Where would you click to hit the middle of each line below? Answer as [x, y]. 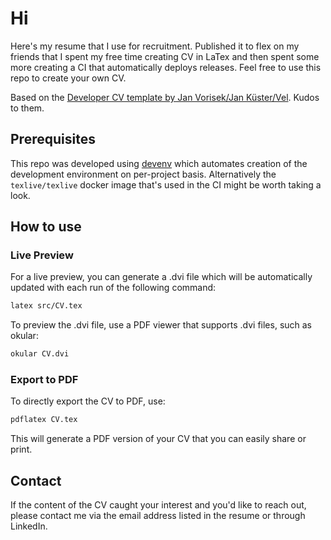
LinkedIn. [29, 526]
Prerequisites [53, 139]
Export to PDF [44, 380]
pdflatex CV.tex [44, 420]
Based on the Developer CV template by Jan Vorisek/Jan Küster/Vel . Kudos [165, 97]
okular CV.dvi [40, 354]
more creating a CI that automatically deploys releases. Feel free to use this [166, 67]
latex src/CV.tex [46, 306]
